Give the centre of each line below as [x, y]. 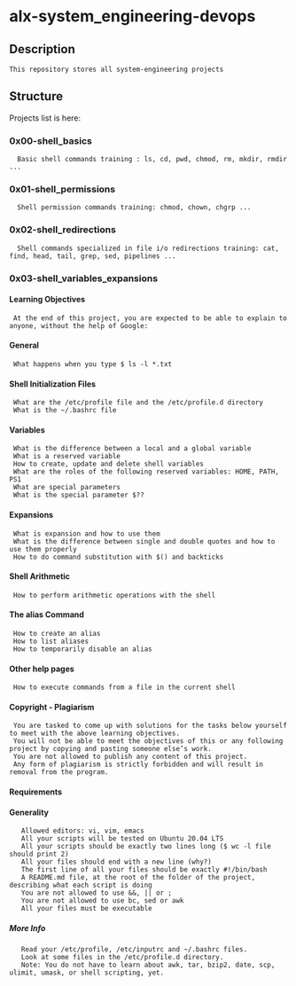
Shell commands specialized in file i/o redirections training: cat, [148, 248]
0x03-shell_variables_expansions [83, 278]
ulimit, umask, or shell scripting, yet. [87, 973]
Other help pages [42, 669]
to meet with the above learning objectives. [94, 733]
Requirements [36, 792]
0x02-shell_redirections [63, 230]
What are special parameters [67, 488]
